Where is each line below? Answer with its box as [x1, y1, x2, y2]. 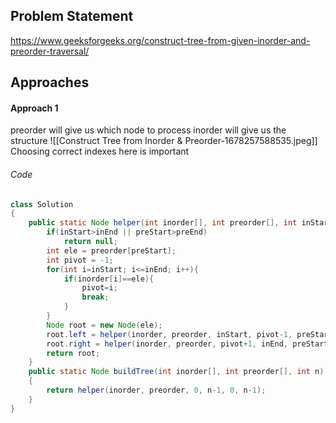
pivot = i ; [81, 283, 118, 293]
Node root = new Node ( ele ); [46, 320, 163, 330]
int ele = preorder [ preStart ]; [46, 245, 177, 256]
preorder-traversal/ [10, 45, 90, 57]
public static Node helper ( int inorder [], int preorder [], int [28, 218, 298, 228]
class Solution [10, 199, 74, 209]
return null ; [63, 237, 118, 247]
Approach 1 [10, 102, 59, 114]
